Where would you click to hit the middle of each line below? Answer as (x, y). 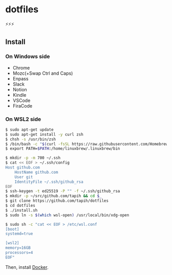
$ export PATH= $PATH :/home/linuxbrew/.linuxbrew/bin (63, 149)
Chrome (21, 68)
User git (24, 177)
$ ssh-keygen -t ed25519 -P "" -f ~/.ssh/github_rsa (63, 191)
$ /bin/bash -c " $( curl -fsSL (38, 144)
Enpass (20, 78)
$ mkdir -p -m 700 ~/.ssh (33, 158)
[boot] (12, 229)
